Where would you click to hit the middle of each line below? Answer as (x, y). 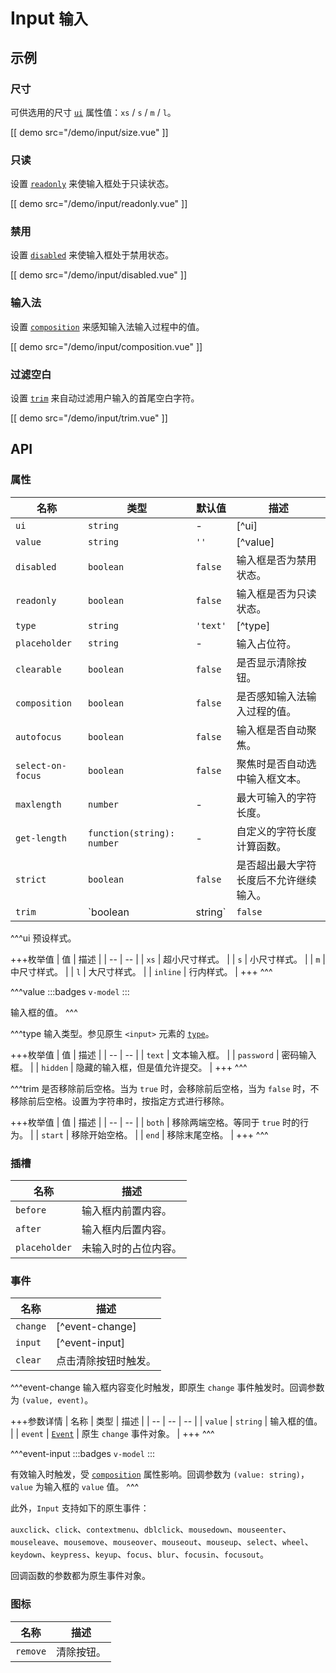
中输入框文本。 (271, 779)
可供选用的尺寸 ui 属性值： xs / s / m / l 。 (93, 112)
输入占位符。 (266, 644)
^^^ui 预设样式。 (43, 938)
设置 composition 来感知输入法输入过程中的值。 (107, 326)
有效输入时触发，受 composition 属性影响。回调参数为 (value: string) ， (160, 1474)
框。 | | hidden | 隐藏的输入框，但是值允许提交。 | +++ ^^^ (129, 1067)
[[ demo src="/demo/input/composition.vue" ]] (106, 346)
